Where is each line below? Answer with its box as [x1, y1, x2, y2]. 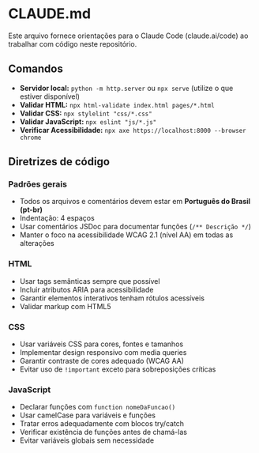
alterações [19, 239, 54, 248]
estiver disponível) [19, 92, 81, 101]
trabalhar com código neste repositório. [8, 39, 137, 48]
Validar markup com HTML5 [19, 301, 112, 311]
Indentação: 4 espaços [19, 213, 95, 223]
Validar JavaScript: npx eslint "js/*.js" [19, 116, 157, 126]
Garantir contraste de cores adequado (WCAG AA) [19, 357, 184, 366]
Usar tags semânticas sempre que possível [19, 276, 160, 285]
